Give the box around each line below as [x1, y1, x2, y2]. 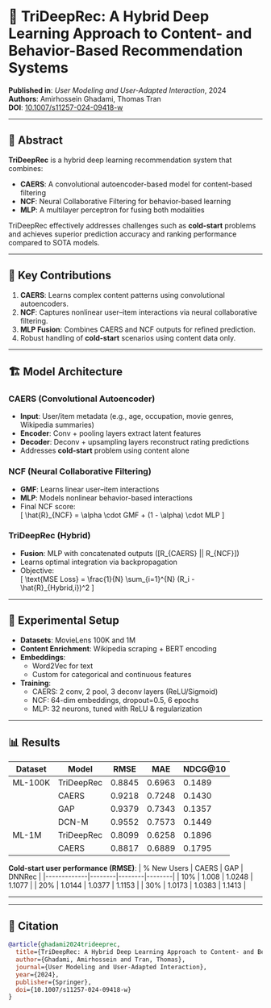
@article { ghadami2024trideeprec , [8, 940, 121, 949]
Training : [19, 678, 51, 688]
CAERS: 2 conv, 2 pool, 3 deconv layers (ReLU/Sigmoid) [31, 686, 219, 696]
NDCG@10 [182, 763, 227, 775]
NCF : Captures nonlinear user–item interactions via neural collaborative [19, 307, 258, 317]
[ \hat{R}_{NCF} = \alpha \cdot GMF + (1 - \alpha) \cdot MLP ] [19, 510, 225, 520]
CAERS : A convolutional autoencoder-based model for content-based [19, 179, 252, 189]
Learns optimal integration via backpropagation [19, 557, 177, 567]
